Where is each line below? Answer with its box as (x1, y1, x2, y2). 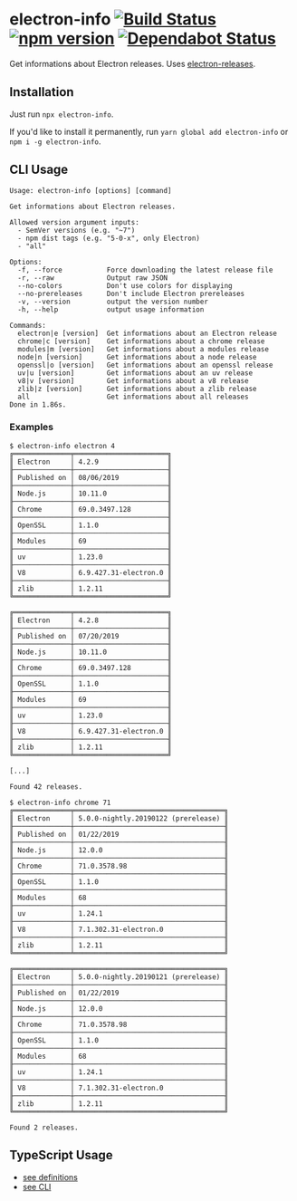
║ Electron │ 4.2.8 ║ (9, 616, 172, 625)
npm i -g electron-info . (9, 136, 101, 147)
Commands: (9, 321, 47, 330)
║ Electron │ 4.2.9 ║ (9, 457, 172, 466)
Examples (9, 421, 54, 434)
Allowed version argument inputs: (9, 217, 140, 226)
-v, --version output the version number (17, 297, 208, 306)
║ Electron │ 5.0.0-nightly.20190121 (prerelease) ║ (9, 972, 229, 982)
